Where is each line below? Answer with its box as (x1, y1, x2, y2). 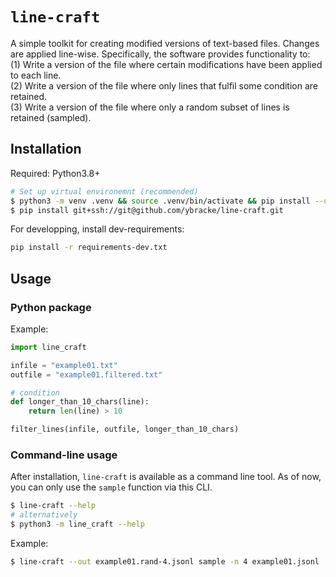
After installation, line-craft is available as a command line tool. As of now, (10, 471, 322, 483)
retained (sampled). (10, 111, 92, 123)
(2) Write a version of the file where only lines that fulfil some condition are (10, 79, 318, 92)
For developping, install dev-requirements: (10, 223, 185, 235)
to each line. (10, 69, 62, 81)
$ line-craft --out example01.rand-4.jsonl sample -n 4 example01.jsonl (10, 556, 320, 567)
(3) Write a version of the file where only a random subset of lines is (10, 101, 290, 113)
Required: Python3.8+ (10, 167, 101, 179)
